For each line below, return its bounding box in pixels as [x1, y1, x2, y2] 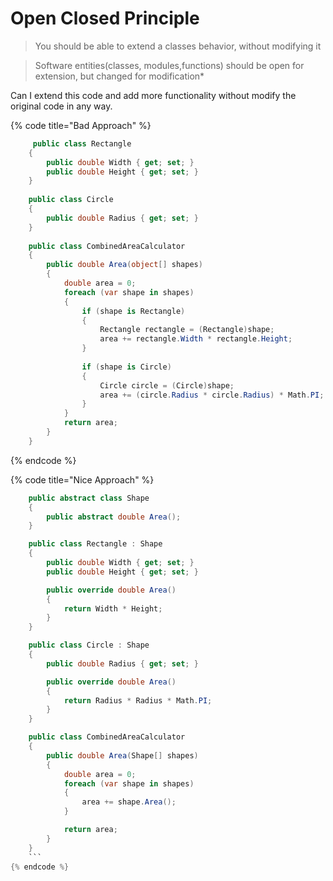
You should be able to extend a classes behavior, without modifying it [34, 40, 322, 52]
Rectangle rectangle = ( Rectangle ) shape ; [99, 325, 275, 335]
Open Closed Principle [10, 7, 200, 30]
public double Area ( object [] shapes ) [46, 260, 203, 270]
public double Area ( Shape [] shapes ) [46, 750, 199, 761]
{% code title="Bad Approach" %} [10, 119, 152, 131]
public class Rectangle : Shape [28, 539, 163, 549]
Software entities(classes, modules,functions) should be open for [34, 59, 305, 71]
